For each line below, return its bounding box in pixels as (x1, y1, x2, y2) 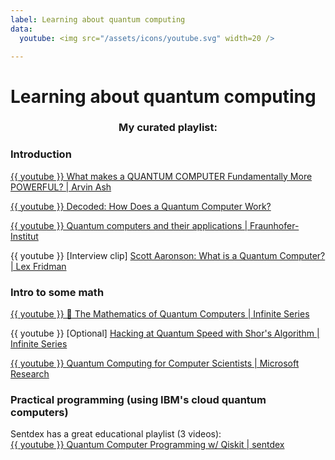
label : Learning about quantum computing (10, 14, 186, 25)
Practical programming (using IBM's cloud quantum (10, 393, 267, 406)
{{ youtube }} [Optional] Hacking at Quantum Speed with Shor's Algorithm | (10, 327, 320, 340)
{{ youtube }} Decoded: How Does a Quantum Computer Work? (10, 200, 272, 212)
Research (10, 368, 50, 380)
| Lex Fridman (10, 260, 67, 272)
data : (10, 24, 33, 34)
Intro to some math (10, 285, 105, 299)
